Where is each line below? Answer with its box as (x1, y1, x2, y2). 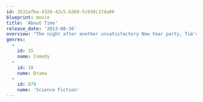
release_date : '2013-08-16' (6, 25, 77, 32)
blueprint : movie (6, 14, 50, 20)
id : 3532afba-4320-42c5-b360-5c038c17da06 (6, 8, 115, 15)
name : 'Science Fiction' (17, 87, 80, 93)
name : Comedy (17, 53, 50, 59)
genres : (6, 37, 26, 43)
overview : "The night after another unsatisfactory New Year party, (6, 31, 182, 37)
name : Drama (17, 70, 47, 76)
